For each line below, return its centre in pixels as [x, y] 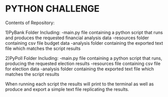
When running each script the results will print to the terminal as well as [79, 84]
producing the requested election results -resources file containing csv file [83, 63]
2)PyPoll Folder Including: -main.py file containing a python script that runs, [84, 58]
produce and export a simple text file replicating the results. [67, 89]
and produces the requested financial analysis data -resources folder [77, 38]
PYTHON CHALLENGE [52, 9]
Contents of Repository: [30, 23]
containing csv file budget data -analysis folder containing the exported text [84, 43]
